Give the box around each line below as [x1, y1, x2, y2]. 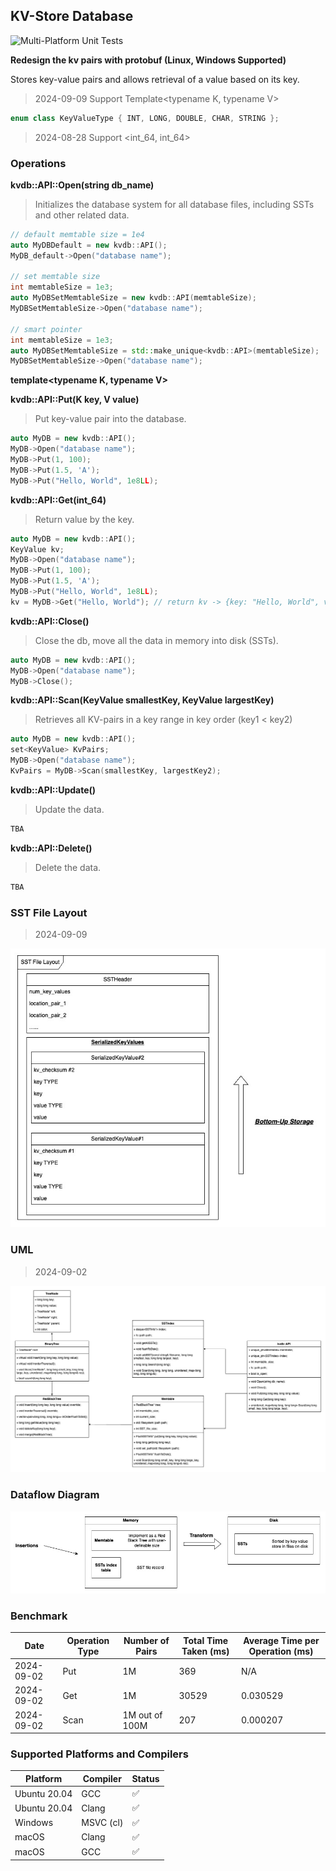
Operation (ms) [248, 1645, 314, 1657]
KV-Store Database [10, 8, 134, 25]
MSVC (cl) [81, 1817, 124, 1829]
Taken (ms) [181, 1645, 230, 1657]
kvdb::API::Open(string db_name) [10, 179, 155, 191]
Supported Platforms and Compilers [10, 1747, 189, 1761]
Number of [123, 1634, 170, 1646]
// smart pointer [10, 324, 83, 334]
